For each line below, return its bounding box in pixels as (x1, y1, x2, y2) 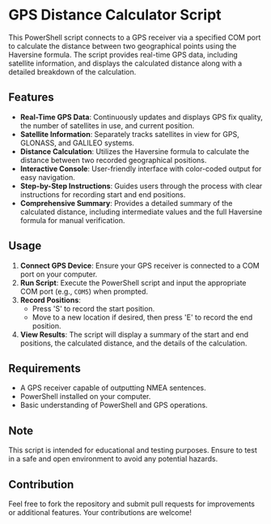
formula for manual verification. (19, 215, 125, 225)
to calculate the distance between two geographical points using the (8, 41, 237, 50)
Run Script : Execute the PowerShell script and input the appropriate (19, 277, 247, 287)
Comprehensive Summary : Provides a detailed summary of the (19, 198, 233, 208)
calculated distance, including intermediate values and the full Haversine (19, 207, 263, 217)
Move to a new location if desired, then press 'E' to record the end (32, 312, 253, 322)
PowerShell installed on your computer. (19, 392, 151, 402)
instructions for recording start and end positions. (19, 189, 186, 200)
